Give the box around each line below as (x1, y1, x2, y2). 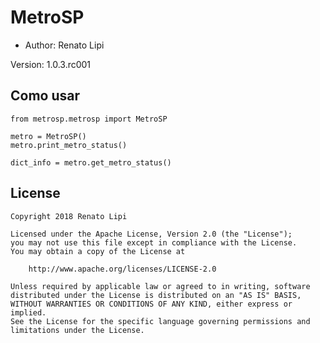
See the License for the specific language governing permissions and (10, 316, 311, 326)
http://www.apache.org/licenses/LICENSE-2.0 (28, 264, 217, 274)
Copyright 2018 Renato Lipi (10, 211, 128, 221)
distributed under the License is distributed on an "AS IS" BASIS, (10, 290, 302, 300)
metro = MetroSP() (10, 131, 87, 141)
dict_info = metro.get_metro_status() (10, 157, 172, 168)
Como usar (10, 87, 81, 105)
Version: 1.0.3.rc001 (10, 58, 92, 70)
